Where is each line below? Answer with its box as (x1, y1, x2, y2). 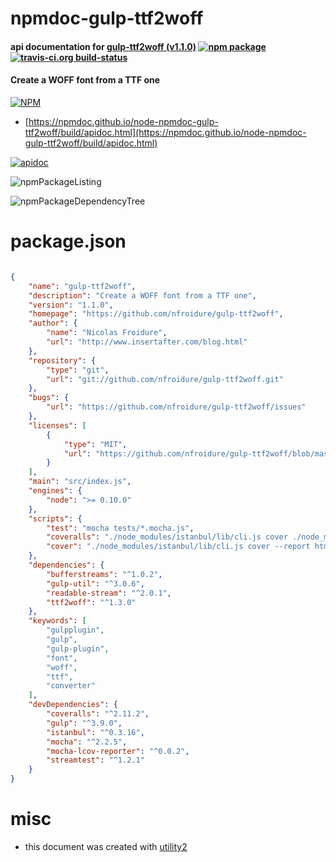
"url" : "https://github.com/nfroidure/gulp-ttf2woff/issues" (46, 402, 307, 412)
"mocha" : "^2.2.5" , (46, 737, 128, 747)
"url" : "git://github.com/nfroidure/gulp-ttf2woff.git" (46, 374, 284, 384)
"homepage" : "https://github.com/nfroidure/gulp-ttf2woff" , (28, 309, 284, 319)
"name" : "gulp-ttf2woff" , (28, 281, 137, 291)
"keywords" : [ (28, 616, 87, 626)
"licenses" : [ (28, 420, 87, 431)
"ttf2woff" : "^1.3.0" (46, 597, 137, 607)
